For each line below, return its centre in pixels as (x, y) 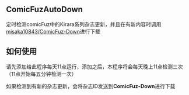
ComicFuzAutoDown (45, 10)
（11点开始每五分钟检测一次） (41, 74)
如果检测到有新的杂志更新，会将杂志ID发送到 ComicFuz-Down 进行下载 (91, 86)
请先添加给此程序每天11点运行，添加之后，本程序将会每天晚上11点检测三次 (94, 67)
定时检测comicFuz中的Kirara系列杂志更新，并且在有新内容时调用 (84, 24)
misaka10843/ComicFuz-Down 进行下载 (53, 31)
